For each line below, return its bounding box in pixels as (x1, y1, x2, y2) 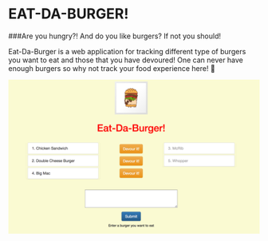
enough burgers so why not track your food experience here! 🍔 (8, 63, 215, 73)
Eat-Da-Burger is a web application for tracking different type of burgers (8, 46, 246, 56)
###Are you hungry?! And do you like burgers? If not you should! (8, 31, 222, 41)
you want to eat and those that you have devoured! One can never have (8, 55, 243, 65)
